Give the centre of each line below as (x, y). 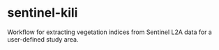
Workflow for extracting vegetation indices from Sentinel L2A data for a (110, 32)
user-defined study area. (43, 39)
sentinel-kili (43, 13)
